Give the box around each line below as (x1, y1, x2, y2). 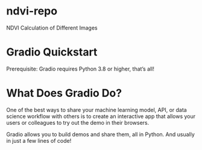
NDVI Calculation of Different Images (6, 24, 98, 31)
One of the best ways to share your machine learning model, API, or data (6, 106, 187, 113)
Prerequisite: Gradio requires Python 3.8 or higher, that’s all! (6, 65, 155, 72)
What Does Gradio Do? (6, 86, 122, 100)
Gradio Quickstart (6, 45, 98, 59)
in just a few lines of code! (6, 137, 72, 144)
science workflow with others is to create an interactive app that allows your (6, 113, 196, 120)
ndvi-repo (6, 4, 58, 18)
